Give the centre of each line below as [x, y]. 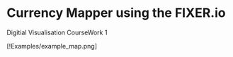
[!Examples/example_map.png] [52, 46]
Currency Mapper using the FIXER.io [116, 13]
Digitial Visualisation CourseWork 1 [57, 32]
